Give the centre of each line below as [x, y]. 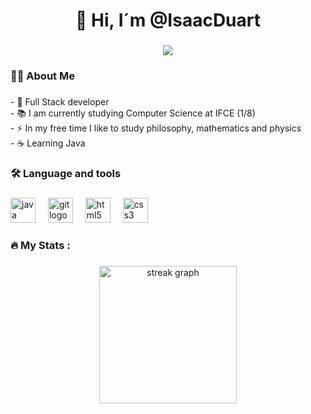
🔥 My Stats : [40, 245]
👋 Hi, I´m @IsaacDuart [168, 20]
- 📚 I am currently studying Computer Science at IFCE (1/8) [133, 113]
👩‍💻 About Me [42, 76]
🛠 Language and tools [66, 173]
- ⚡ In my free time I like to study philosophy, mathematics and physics [156, 128]
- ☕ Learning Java [48, 143]
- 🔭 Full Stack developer [60, 101]
